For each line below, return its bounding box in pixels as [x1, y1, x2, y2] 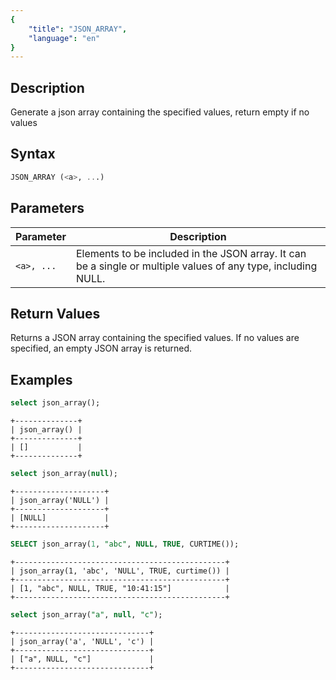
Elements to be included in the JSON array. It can [75, 246, 307, 260]
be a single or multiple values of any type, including [75, 259, 318, 273]
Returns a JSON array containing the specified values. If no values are [10, 332, 300, 344]
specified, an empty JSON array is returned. [10, 342, 193, 355]
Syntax [10, 146, 56, 163]
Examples [10, 371, 73, 388]
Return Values [10, 305, 101, 322]
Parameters [10, 200, 85, 217]
